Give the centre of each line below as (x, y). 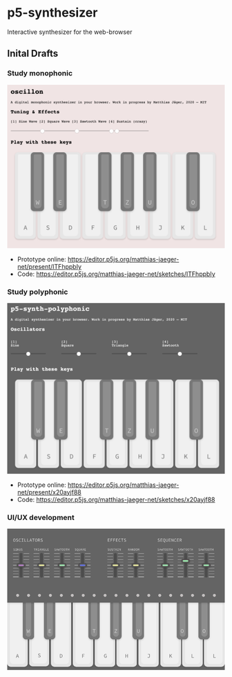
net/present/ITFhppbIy (49, 267)
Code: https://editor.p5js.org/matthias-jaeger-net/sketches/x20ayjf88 (116, 499)
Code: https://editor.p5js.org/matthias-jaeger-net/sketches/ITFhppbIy (116, 274)
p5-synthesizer (52, 13)
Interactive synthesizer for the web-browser (70, 32)
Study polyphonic (38, 292)
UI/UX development (41, 517)
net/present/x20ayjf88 (49, 492)
